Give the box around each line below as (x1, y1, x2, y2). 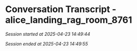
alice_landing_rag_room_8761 (5, 14, 132, 26)
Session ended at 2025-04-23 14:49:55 (5, 40, 88, 46)
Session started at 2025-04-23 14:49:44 (5, 31, 90, 37)
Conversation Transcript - (5, 4, 116, 15)
